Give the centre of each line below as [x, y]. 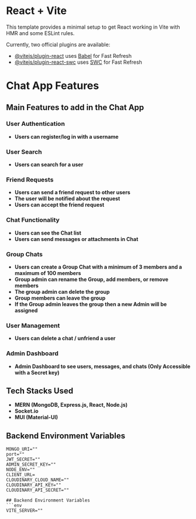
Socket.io [27, 411]
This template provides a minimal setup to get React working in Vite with [93, 27]
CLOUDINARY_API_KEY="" [34, 485]
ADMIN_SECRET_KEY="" [31, 465]
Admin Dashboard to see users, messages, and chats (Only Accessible [102, 366]
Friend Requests [30, 180]
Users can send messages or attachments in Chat [76, 239]
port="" [16, 455]
